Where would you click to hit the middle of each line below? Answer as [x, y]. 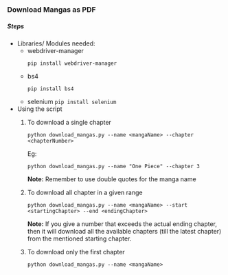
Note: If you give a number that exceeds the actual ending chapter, [122, 224]
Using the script [40, 109]
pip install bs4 [50, 89]
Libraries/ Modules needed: [56, 43]
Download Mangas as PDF [52, 10]
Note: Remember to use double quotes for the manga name [112, 179]
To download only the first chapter [76, 252]
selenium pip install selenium [72, 101]
